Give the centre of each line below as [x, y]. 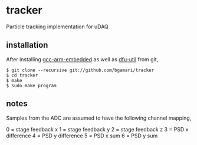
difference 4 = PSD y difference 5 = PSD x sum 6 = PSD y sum [82, 136]
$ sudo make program [32, 85]
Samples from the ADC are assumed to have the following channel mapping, [99, 118]
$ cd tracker [22, 75]
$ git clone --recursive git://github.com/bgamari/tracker [80, 70]
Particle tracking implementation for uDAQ [58, 27]
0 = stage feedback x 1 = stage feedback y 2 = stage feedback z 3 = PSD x [97, 129]
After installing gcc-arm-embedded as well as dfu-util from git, [82, 59]
